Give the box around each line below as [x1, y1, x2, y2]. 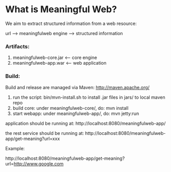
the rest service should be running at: [5, 130, 84, 136]
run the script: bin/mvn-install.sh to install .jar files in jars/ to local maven [12, 94, 166, 100]
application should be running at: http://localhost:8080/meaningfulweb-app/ [5, 120, 166, 126]
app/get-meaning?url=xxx [5, 135, 60, 141]
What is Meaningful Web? [5, 4, 117, 15]
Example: [5, 145, 25, 151]
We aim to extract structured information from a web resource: [5, 20, 137, 26]
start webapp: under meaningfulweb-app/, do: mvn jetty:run [12, 110, 139, 117]
